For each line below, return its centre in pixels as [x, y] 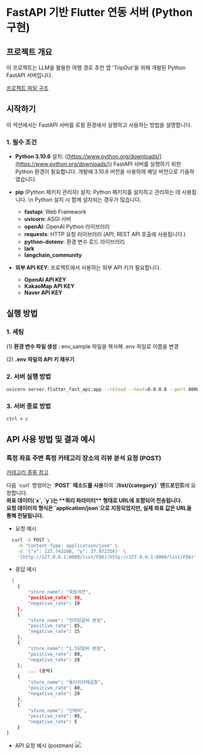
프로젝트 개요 [29, 52]
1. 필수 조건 [22, 142]
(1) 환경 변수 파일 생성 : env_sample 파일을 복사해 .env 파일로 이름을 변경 [93, 346]
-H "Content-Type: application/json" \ [68, 546]
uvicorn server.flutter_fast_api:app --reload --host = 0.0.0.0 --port [96, 390]
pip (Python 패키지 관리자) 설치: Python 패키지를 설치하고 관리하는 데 [98, 192]
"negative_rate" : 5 [53, 722]
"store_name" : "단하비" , [57, 711]
